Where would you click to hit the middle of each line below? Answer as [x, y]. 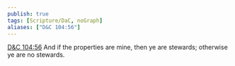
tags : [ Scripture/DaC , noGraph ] [55, 21]
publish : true [28, 14]
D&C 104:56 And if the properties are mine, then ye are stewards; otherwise [117, 48]
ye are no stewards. [36, 55]
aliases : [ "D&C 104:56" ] [44, 27]
